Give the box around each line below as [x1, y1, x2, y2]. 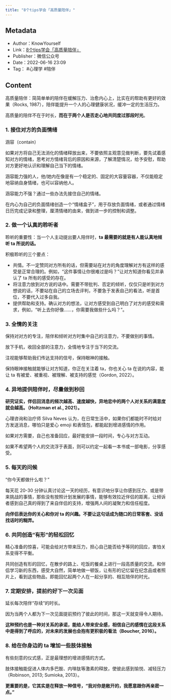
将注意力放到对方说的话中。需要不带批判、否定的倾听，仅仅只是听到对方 [12, 281, 164, 287]
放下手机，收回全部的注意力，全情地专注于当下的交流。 [5, 344, 121, 350]
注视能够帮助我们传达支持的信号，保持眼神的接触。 [5, 355, 112, 361]
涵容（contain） [5, 138, 39, 145]
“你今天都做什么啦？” [5, 477, 50, 483]
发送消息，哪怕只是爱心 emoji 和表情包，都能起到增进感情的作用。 [9, 422, 149, 428]
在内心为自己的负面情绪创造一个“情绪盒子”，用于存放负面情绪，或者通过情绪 [5, 201, 165, 207]
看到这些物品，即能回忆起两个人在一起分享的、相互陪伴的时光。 [18, 574, 153, 580]
